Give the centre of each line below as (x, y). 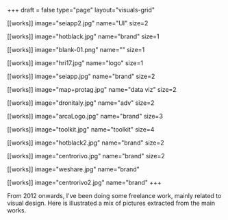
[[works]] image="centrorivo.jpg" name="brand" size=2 (86, 156)
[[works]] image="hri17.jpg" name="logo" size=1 (75, 63)
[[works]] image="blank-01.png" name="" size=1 (76, 50)
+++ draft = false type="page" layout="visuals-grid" (81, 10)
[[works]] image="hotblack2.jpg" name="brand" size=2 (86, 143)
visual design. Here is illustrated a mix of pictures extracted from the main (111, 203)
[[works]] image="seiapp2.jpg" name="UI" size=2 (78, 23)
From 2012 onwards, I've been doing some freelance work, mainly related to (114, 196)
